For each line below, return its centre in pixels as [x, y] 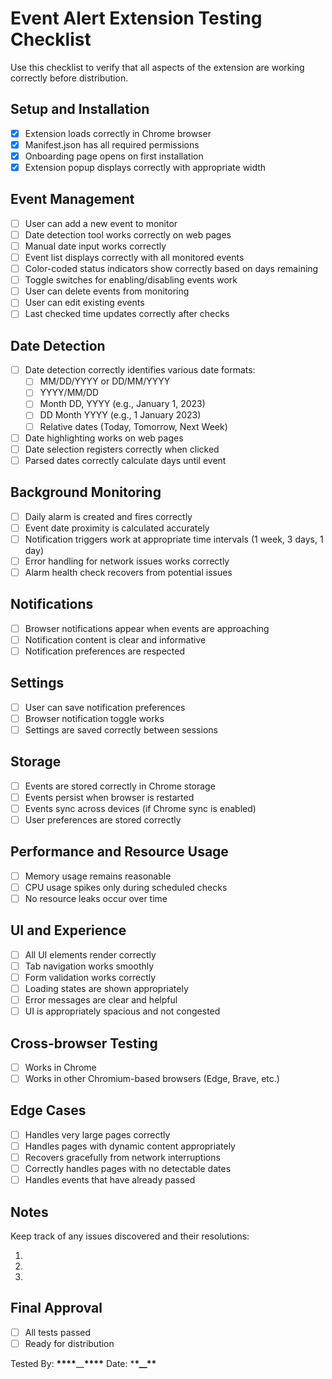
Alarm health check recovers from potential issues [128, 572]
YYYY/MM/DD [69, 393]
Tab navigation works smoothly [89, 966]
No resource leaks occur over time [96, 898]
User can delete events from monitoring [107, 291]
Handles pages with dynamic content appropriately [130, 1146]
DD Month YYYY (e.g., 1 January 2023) [120, 415]
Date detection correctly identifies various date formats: [140, 370]
